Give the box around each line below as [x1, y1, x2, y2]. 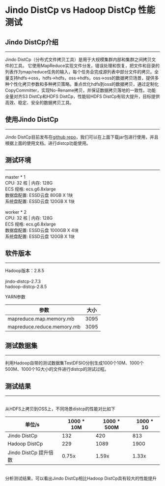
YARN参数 [5, 294, 26, 300]
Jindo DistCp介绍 [5, 38, 59, 46]
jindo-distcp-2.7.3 [5, 279, 41, 285]
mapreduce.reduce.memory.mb [7, 324, 81, 330]
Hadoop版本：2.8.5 [5, 268, 44, 274]
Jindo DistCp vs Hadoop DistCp [5, 4, 137, 16]
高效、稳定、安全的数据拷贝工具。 [5, 99, 74, 105]
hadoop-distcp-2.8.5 [5, 284, 47, 290]
